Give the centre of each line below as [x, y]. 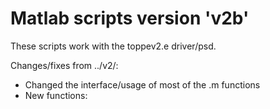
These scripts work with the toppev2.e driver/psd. [113, 46]
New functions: [56, 95]
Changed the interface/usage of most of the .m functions [142, 84]
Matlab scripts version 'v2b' [130, 18]
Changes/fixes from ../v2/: [64, 65]
